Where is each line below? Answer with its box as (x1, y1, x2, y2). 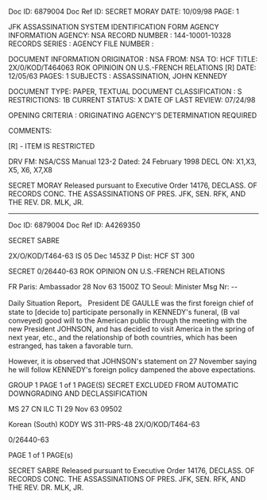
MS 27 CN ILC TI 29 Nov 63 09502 (8, 405, 122, 413)
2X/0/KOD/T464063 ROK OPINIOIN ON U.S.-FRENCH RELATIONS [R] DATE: (8, 63, 257, 72)
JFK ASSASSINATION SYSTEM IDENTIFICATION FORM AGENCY (8, 22, 219, 31)
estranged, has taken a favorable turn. (8, 341, 133, 351)
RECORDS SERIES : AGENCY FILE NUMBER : (8, 39, 154, 48)
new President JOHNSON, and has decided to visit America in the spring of (8, 324, 255, 333)
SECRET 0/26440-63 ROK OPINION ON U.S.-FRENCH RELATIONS (8, 266, 225, 276)
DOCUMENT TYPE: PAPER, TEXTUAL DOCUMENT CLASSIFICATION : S (8, 87, 242, 96)
